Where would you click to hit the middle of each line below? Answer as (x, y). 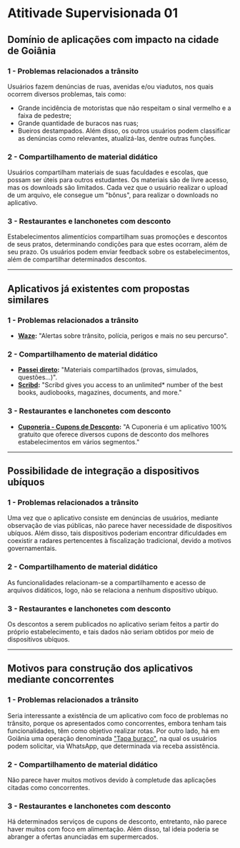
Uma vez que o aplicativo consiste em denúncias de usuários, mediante (113, 518)
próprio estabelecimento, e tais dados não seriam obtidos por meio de (111, 632)
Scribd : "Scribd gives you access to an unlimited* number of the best (120, 385)
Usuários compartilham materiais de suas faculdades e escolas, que (108, 172)
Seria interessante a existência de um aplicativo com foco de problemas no (118, 715)
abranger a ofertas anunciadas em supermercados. (83, 837)
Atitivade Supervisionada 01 (93, 13)
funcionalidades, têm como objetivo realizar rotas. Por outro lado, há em (114, 731)
